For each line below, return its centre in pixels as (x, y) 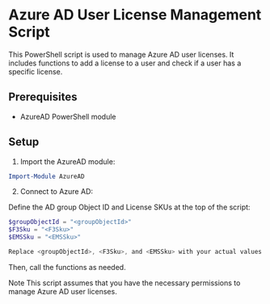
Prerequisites (43, 97)
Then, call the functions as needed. (67, 267)
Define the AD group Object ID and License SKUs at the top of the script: (129, 207)
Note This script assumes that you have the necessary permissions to (124, 283)
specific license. (36, 71)
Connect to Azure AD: (57, 192)
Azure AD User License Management (135, 15)
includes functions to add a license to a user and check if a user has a (125, 63)
